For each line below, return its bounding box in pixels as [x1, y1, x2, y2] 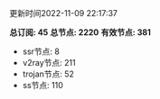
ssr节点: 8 [22, 46, 61, 57]
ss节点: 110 [22, 80, 63, 90]
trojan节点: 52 [22, 68, 75, 79]
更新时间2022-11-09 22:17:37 [9, 8, 118, 18]
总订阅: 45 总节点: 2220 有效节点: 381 [9, 27, 152, 38]
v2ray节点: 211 [22, 58, 76, 67]
